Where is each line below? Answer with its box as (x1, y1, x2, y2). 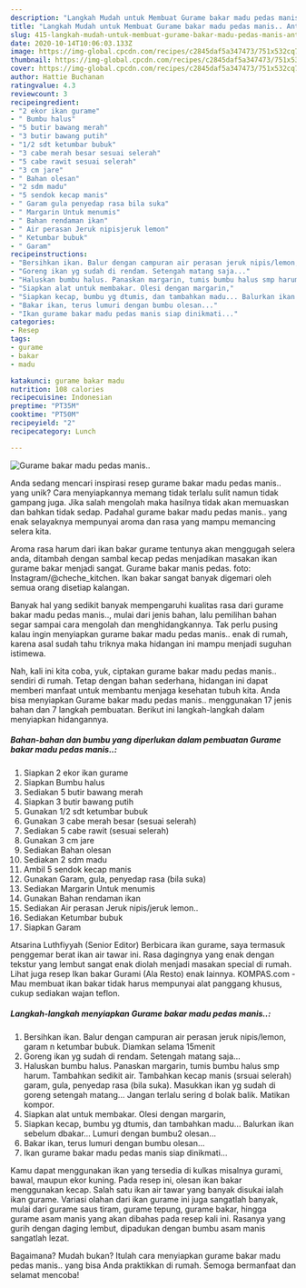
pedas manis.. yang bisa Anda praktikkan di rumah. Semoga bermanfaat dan (10, 1260, 296, 1271)
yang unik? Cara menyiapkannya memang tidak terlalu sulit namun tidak (10, 487, 280, 498)
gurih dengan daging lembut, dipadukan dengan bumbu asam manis (10, 1223, 266, 1233)
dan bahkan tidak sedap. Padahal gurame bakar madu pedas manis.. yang (10, 506, 288, 517)
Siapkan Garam (23, 922, 82, 933)
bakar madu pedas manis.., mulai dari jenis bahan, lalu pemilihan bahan (10, 609, 278, 620)
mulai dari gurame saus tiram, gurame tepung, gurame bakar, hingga (10, 1203, 267, 1214)
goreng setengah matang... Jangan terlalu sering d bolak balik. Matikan (23, 1089, 290, 1100)
